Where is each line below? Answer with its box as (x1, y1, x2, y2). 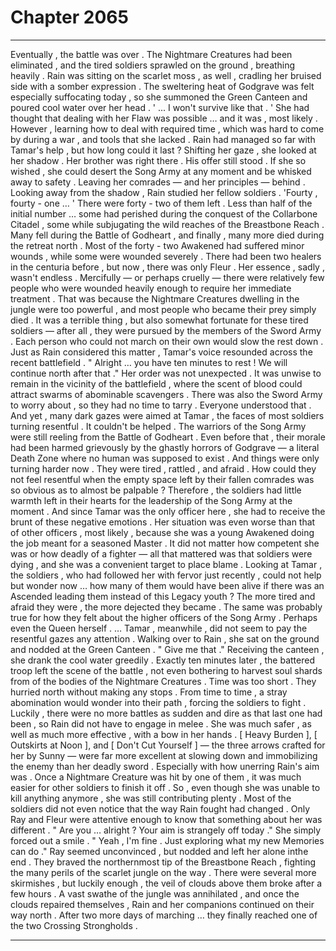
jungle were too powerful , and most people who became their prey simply (10, 303, 317, 315)
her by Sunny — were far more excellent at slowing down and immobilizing (10, 749, 318, 761)
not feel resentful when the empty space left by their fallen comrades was (10, 473, 315, 485)
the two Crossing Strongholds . (10, 919, 138, 931)
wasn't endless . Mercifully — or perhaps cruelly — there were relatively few (10, 271, 325, 283)
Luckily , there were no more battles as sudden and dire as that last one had (10, 707, 323, 719)
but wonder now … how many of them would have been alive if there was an (10, 579, 325, 591)
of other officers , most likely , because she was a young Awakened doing (10, 526, 315, 538)
